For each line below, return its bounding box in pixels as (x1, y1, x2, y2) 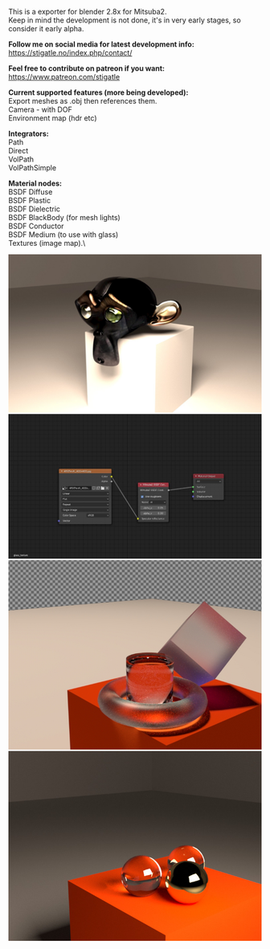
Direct (8, 146, 29, 155)
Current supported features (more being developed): (8, 88, 189, 97)
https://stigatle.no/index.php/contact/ (8, 48, 133, 57)
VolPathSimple (8, 163, 57, 172)
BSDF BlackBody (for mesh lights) (8, 213, 121, 222)
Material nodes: (8, 178, 63, 188)
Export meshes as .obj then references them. (8, 96, 157, 105)
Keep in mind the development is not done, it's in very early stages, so (8, 15, 241, 25)
